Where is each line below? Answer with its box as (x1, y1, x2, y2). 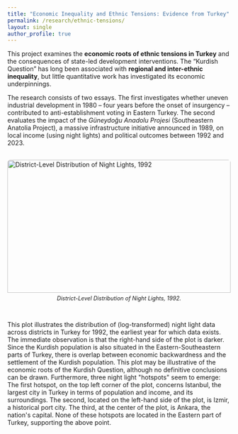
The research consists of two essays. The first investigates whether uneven (7, 94, 229, 102)
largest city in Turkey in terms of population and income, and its (7, 388, 193, 396)
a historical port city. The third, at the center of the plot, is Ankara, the (7, 403, 211, 411)
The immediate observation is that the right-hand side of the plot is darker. (7, 335, 225, 344)
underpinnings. (7, 79, 52, 89)
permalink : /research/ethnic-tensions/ (7, 17, 125, 24)
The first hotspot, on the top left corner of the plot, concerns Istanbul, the (7, 380, 222, 389)
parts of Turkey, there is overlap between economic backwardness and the (7, 350, 227, 359)
